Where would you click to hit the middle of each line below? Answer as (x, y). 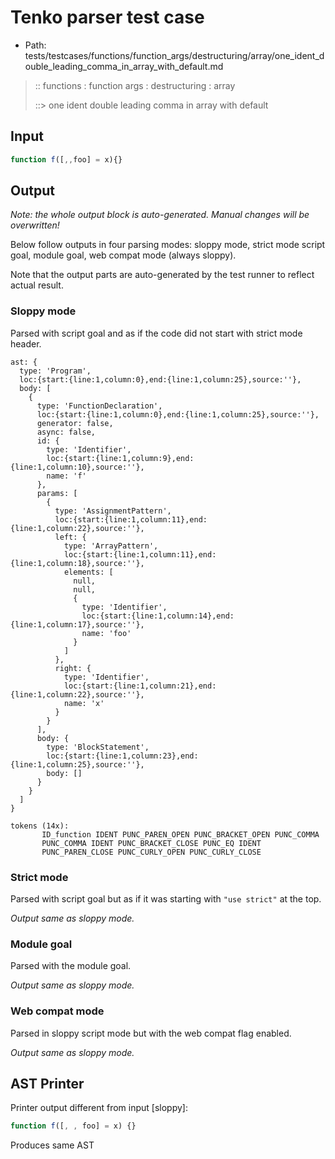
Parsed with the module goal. (71, 966)
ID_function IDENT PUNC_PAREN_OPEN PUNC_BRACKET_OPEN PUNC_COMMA (180, 834)
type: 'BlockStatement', (98, 747)
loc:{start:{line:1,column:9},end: (120, 458)
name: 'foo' (106, 633)
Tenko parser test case (107, 17)
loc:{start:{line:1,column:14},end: (158, 616)
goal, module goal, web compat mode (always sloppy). (123, 255)
